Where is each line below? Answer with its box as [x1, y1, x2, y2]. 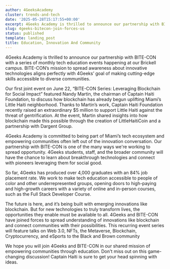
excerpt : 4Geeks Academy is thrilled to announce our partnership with [5, 21, 159, 27]
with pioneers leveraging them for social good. [5, 160, 103, 166]
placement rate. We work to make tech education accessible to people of [5, 175, 158, 181]
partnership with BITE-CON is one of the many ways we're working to [5, 144, 151, 150]
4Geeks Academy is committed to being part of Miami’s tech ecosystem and [5, 132, 164, 139]
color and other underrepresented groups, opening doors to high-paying [5, 180, 157, 186]
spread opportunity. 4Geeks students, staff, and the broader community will [5, 149, 163, 155]
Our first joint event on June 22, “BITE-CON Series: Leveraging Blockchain [5, 85, 161, 92]
